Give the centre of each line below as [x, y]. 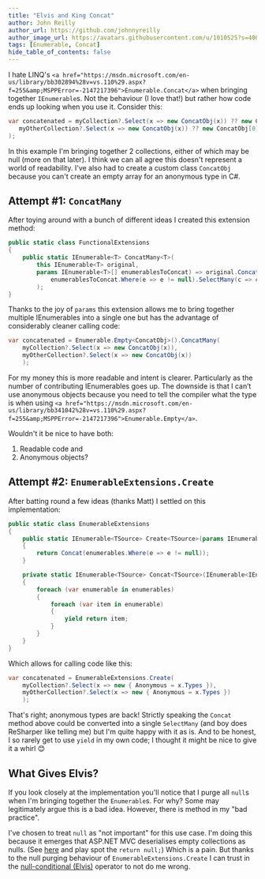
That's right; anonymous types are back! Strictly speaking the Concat [120, 715]
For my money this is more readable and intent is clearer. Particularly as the [131, 378]
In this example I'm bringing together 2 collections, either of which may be [129, 151]
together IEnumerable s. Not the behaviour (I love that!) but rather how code [130, 98]
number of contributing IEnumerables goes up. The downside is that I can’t [130, 386]
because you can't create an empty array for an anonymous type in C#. [124, 176]
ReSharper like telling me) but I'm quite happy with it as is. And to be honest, [132, 732]
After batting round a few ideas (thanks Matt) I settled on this [107, 501]
